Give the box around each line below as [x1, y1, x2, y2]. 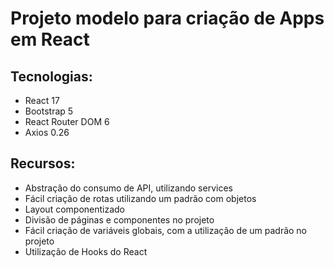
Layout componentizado [24, 203, 126, 215]
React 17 [24, 95, 60, 106]
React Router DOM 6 [24, 116, 110, 127]
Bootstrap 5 [24, 105, 74, 117]
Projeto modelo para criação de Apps [10, 7, 325, 30]
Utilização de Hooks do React [24, 245, 148, 257]
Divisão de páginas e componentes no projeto [24, 213, 215, 226]
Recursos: [10, 155, 76, 172]
